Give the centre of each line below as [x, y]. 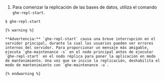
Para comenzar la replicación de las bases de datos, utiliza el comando [84, 7]
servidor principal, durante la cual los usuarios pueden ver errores [79, 43]
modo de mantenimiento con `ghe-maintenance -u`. [57, 65]
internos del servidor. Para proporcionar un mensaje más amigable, [77, 48]
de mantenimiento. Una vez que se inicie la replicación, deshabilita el [83, 61]
